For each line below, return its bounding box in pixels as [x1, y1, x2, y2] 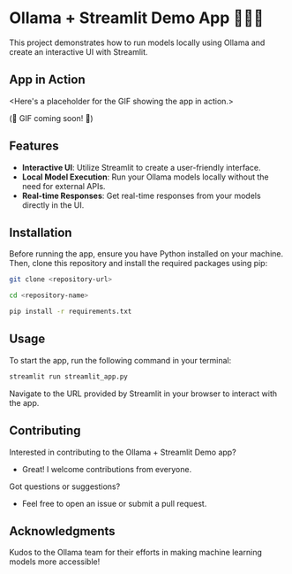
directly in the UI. [21, 199, 85, 210]
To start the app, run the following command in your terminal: [9, 355, 232, 365]
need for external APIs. [21, 180, 106, 191]
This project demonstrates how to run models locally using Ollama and [9, 37, 266, 48]
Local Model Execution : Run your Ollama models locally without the [21, 172, 269, 182]
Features [9, 139, 59, 154]
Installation [9, 225, 72, 240]
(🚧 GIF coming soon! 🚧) [9, 112, 94, 123]
